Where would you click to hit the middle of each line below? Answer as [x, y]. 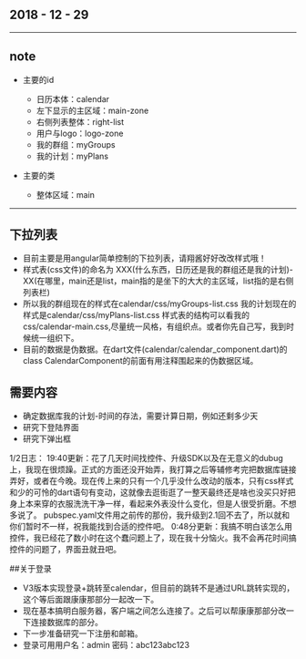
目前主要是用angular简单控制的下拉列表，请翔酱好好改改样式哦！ [144, 258]
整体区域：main [66, 194]
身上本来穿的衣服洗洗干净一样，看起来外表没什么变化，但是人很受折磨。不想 [153, 504]
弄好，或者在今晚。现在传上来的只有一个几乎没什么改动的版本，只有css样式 [152, 481]
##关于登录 [31, 569]
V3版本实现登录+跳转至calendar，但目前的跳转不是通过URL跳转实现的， [158, 588]
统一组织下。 [55, 338]
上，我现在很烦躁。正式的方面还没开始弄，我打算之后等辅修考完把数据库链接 [153, 469]
